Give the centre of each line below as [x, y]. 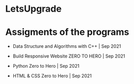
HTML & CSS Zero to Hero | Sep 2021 [52, 76]
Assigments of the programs [67, 32]
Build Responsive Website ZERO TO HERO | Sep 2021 [69, 56]
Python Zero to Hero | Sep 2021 [46, 66]
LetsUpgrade [33, 9]
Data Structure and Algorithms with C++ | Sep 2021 [67, 46]
